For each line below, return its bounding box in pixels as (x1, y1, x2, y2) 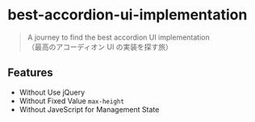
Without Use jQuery (19, 87, 86, 97)
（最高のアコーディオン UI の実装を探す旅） (27, 42, 173, 52)
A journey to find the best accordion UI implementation (27, 32, 211, 42)
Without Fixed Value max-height (19, 95, 124, 106)
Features (7, 66, 53, 80)
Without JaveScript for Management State (19, 104, 160, 114)
